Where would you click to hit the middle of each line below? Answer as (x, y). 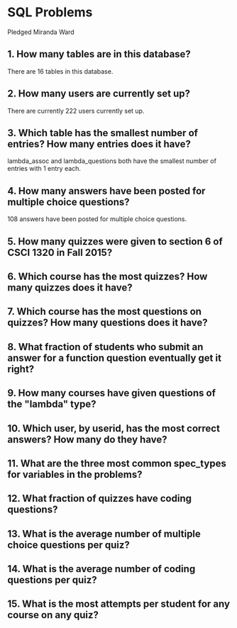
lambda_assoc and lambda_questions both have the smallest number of (112, 161)
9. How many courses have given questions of (112, 393)
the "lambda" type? (52, 404)
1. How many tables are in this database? (99, 54)
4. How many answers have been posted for (106, 191)
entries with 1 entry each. (44, 169)
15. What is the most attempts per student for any (119, 604)
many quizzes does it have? (70, 287)
